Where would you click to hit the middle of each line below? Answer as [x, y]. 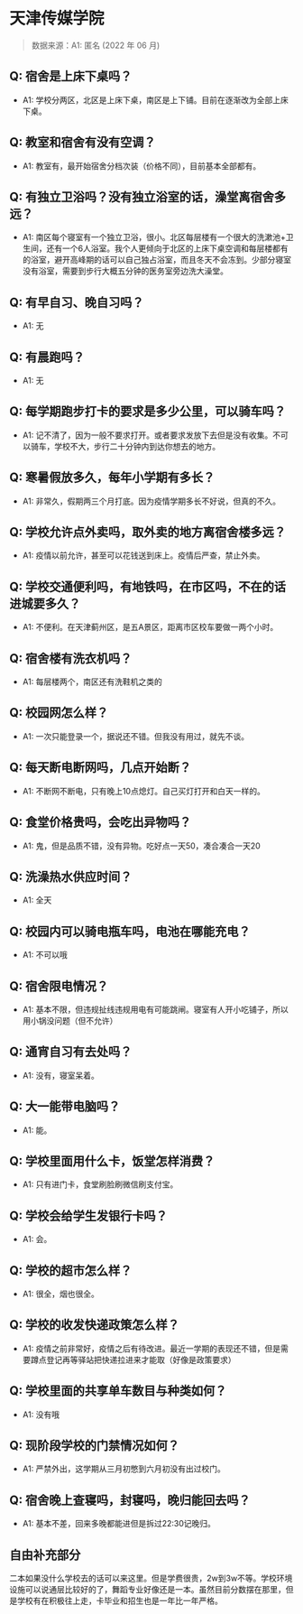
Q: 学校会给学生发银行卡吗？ [89, 1215]
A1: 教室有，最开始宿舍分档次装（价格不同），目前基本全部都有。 [142, 166]
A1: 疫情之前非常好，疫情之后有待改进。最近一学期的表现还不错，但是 [151, 1348]
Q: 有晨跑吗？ [47, 357]
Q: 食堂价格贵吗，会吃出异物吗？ [101, 822]
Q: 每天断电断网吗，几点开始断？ [101, 768]
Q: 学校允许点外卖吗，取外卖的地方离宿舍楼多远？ [148, 532]
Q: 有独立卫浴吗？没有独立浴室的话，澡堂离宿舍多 [148, 196]
